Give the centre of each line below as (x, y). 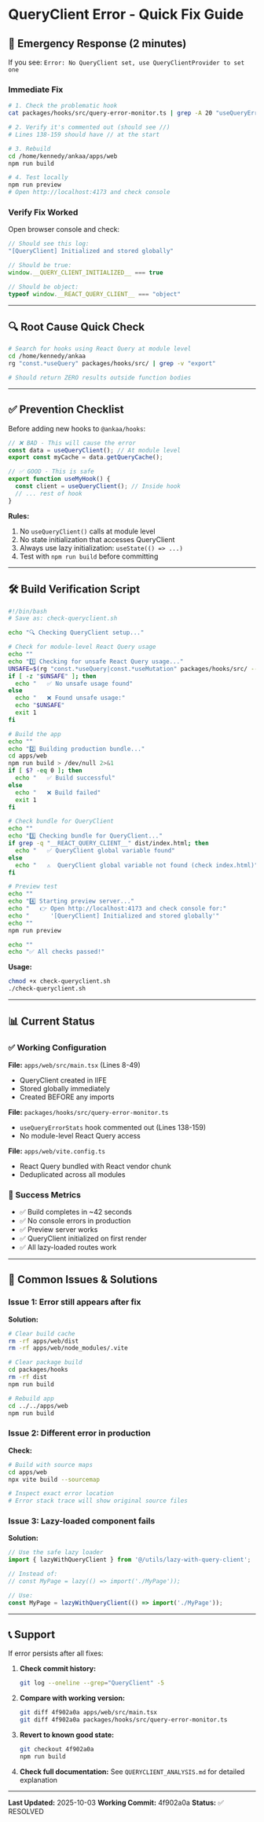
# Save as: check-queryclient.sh (63, 618)
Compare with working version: (72, 1698)
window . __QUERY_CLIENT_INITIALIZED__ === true (86, 273)
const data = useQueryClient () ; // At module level (94, 450)
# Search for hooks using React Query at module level (100, 349)
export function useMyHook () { (59, 479)
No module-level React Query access (80, 1135)
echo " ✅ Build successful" (65, 778)
